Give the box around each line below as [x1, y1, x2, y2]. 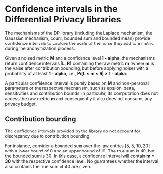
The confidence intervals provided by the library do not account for [5, 128, 141, 134]
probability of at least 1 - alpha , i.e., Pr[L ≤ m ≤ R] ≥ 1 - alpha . [5, 70, 128, 76]
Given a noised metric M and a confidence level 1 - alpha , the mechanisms [5, 55, 155, 61]
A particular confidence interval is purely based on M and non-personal [5, 80, 149, 86]
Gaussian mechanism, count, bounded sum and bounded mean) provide [5, 35, 150, 41]
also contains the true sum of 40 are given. [5, 163, 92, 169]
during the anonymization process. [5, 45, 75, 51]
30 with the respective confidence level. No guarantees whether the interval [5, 158, 159, 164]
